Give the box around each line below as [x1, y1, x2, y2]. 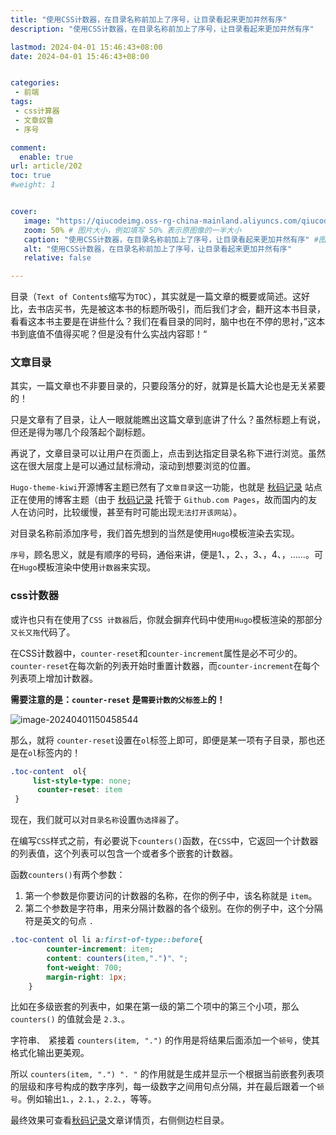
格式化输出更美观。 [10, 1047, 90, 1059]
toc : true [10, 171, 52, 181]
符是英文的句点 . [24, 915, 94, 927]
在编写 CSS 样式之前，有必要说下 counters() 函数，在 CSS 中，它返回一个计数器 [10, 835, 319, 847]
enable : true [19, 152, 74, 162]
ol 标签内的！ [28, 746, 82, 758]
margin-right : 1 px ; [46, 972, 128, 982]
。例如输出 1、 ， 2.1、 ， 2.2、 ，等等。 [17, 1093, 157, 1105]
